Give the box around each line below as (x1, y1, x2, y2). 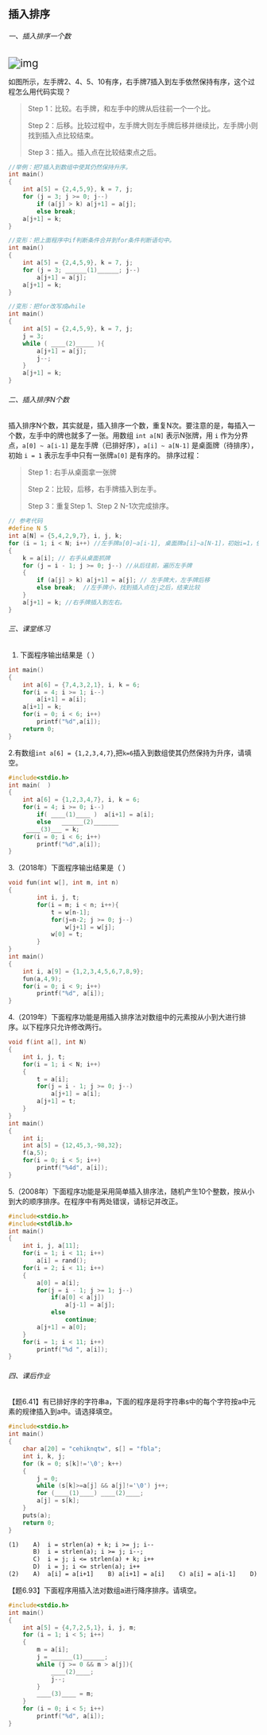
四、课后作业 (8, 1370, 50, 1381)
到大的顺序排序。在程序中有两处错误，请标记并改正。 (8, 1196, 183, 1206)
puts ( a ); (22, 1511, 52, 1520)
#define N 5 (8, 525, 48, 533)
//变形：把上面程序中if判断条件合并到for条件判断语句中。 (8, 237, 176, 245)
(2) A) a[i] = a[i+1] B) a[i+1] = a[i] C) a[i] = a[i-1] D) (8, 1570, 258, 1578)
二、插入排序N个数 (8, 394, 70, 404)
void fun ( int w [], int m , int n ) (8, 879, 119, 887)
